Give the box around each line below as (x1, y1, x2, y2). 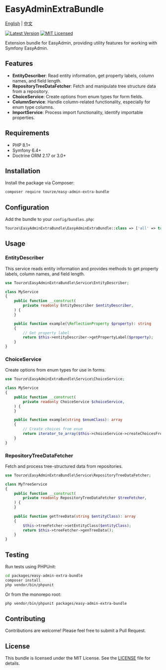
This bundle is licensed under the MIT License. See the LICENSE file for (5, 655, 151, 661)
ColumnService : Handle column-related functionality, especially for (12, 99, 151, 105)
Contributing (5, 614, 45, 623)
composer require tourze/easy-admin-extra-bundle (5, 189, 110, 195)
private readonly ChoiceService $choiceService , (23, 399, 125, 404)
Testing (5, 550, 29, 559)
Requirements (5, 129, 49, 137)
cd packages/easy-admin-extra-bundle (5, 573, 83, 579)
